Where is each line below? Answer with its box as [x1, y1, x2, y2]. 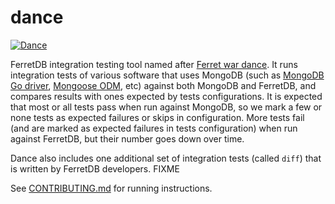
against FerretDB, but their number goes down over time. [10, 132, 245, 145]
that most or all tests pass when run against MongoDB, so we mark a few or [10, 101, 323, 113]
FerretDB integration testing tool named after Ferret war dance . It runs [10, 58, 298, 70]
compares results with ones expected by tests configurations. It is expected [10, 90, 323, 102]
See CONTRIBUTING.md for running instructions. [10, 182, 213, 194]
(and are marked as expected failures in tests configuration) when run [10, 122, 298, 134]
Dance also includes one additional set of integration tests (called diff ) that [10, 152, 322, 164]
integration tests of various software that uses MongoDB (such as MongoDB [10, 69, 325, 81]
